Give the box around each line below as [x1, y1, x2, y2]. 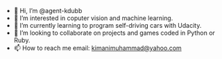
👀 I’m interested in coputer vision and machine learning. [13, 14, 173, 22]
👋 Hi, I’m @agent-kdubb [13, 7, 83, 15]
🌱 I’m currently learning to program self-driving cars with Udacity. [13, 22, 202, 29]
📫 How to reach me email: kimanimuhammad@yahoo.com [13, 44, 182, 52]
